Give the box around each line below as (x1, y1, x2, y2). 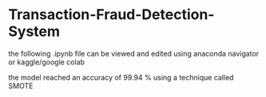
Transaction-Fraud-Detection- (8, 6, 215, 24)
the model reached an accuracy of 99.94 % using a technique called (8, 72, 234, 82)
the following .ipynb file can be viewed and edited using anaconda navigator (8, 48, 260, 58)
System (8, 22, 61, 41)
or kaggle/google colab (8, 57, 85, 67)
